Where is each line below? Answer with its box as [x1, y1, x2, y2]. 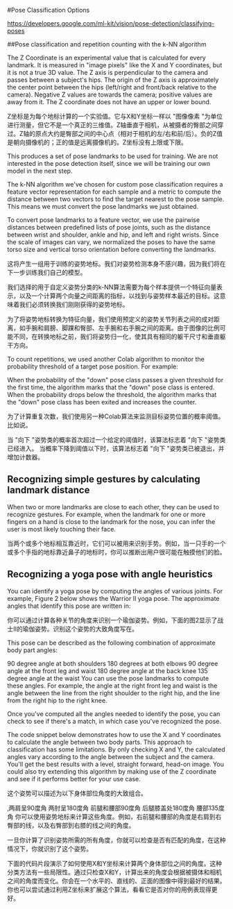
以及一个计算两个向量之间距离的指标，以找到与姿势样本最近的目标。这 [19, 291, 220, 300]
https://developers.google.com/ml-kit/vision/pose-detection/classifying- [7, 19, 215, 27]
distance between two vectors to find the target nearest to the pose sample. [7, 195, 225, 203]
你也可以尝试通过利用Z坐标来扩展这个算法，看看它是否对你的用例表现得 [7, 885, 212, 894]
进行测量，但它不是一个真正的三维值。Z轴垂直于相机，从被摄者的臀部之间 [7, 121, 218, 129]
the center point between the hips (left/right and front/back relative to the [7, 83, 217, 91]
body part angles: [7, 645, 58, 654]
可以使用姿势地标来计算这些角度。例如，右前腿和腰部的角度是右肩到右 [20, 812, 222, 821]
